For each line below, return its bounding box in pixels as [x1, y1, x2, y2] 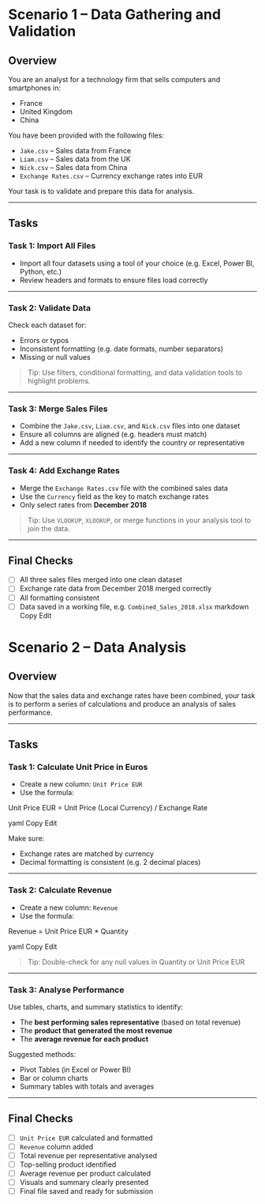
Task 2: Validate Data [8, 302, 91, 313]
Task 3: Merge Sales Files [8, 403, 108, 414]
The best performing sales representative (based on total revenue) [19, 1017, 241, 1027]
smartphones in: [8, 83, 62, 92]
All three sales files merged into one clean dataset [19, 575, 183, 584]
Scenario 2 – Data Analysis [8, 638, 187, 656]
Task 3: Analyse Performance [8, 984, 125, 995]
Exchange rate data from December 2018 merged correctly [19, 583, 211, 594]
